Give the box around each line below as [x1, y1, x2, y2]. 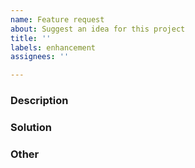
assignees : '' [10, 52, 70, 62]
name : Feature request [10, 14, 105, 25]
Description [10, 94, 69, 108]
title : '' [10, 33, 52, 43]
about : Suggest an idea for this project [10, 24, 186, 34]
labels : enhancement [10, 42, 97, 53]
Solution [10, 120, 53, 134]
